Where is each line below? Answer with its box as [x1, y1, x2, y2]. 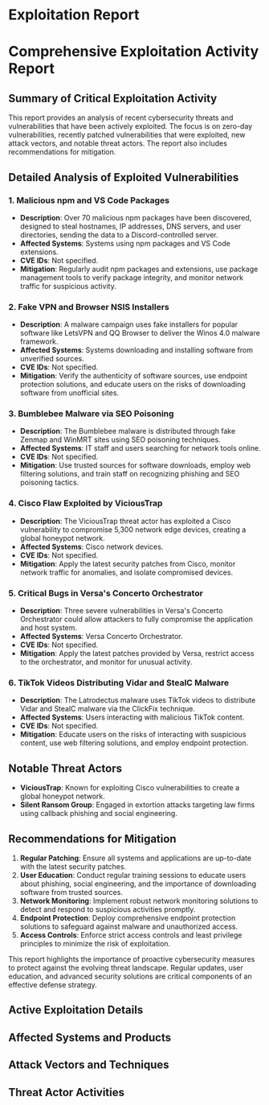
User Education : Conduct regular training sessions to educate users [19, 870, 247, 880]
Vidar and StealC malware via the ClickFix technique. [19, 704, 195, 714]
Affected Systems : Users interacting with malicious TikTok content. [19, 712, 245, 722]
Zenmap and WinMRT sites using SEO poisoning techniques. [19, 435, 221, 444]
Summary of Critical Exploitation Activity [8, 91, 218, 105]
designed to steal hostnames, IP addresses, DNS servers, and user [19, 221, 242, 231]
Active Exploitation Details [8, 1004, 144, 1017]
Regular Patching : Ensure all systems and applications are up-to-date [19, 853, 251, 863]
